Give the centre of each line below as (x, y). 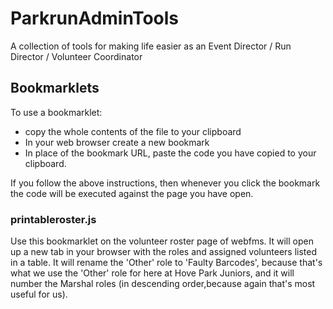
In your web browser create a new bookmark (117, 142)
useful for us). (39, 294)
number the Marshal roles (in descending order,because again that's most (163, 284)
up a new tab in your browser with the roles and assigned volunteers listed (163, 252)
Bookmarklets (55, 88)
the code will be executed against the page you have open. (132, 193)
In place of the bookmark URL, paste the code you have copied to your (170, 153)
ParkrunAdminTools (95, 18)
